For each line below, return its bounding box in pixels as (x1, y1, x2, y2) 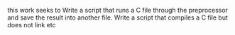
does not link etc (7, 21, 56, 29)
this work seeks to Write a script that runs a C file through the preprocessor (7, 6, 229, 14)
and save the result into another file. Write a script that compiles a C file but (7, 13, 229, 22)
